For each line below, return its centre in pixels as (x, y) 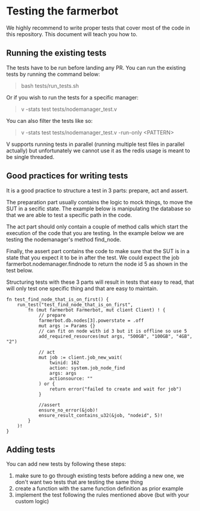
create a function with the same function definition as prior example (99, 489)
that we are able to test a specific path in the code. (69, 215)
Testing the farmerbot (62, 11)
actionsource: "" (71, 378)
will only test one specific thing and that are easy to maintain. (82, 288)
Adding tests (31, 449)
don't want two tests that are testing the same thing (79, 482)
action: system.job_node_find (87, 368)
